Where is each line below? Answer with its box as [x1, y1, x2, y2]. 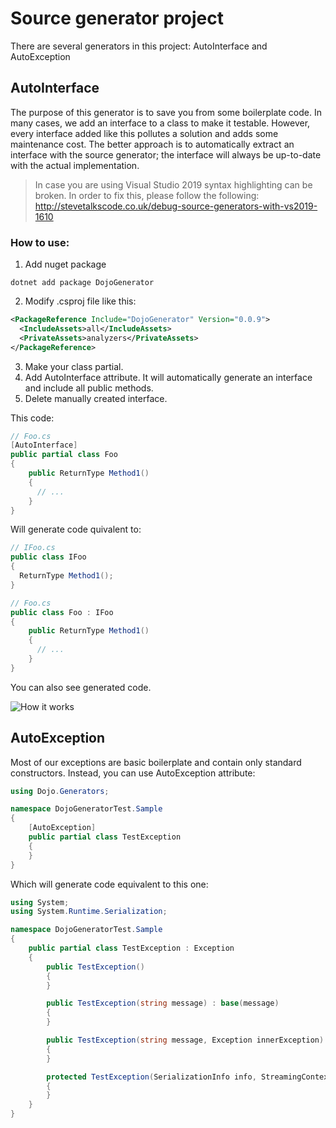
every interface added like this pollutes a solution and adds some [10, 127, 279, 139]
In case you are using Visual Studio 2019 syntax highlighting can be [34, 178, 313, 191]
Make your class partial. [24, 360, 124, 372]
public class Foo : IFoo [10, 607, 114, 617]
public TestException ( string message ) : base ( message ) [46, 998, 280, 1009]
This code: [10, 412, 55, 424]
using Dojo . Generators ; [10, 786, 110, 796]
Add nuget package [24, 258, 107, 271]
